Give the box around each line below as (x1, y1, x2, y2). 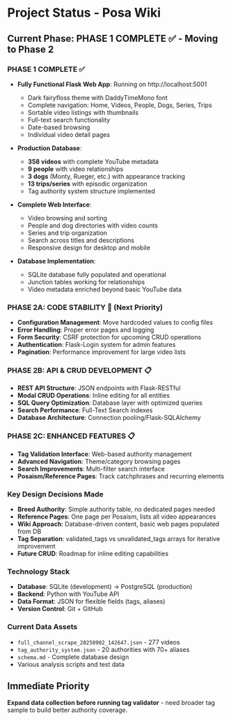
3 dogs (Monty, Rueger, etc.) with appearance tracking (27, 172, 186, 180)
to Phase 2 (7, 43, 54, 55)
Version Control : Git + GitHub (17, 605, 103, 613)
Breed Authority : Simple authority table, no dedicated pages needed (17, 505, 216, 514)
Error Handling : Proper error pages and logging (17, 325, 154, 334)
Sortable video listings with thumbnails (27, 108, 139, 116)
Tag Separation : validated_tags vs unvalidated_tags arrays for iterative (17, 535, 221, 543)
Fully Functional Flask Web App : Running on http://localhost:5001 (17, 80, 207, 88)
